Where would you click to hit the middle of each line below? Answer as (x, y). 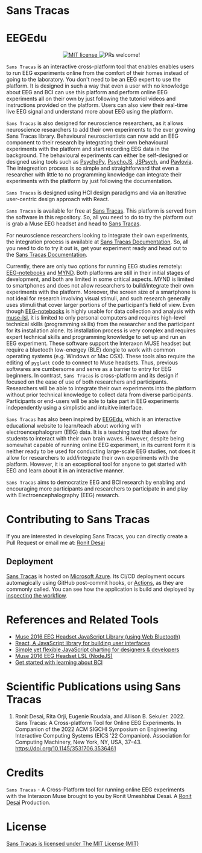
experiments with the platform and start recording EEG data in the (88, 149)
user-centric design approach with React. (58, 199)
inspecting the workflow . (37, 595)
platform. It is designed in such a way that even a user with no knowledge (97, 86)
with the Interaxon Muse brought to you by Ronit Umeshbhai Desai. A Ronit (99, 796)
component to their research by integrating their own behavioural (87, 143)
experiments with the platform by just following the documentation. (90, 181)
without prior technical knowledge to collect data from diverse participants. (100, 395)
